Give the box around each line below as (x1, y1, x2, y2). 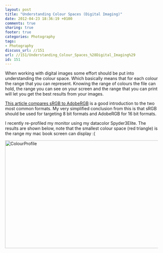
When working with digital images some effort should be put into (5, 70, 134, 76)
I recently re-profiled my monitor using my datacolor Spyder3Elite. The (5, 120, 147, 126)
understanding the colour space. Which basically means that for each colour (5, 76, 158, 81)
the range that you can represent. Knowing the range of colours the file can (5, 81, 156, 87)
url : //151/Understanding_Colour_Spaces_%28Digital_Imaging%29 (5, 52, 136, 58)
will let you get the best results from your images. (5, 91, 104, 97)
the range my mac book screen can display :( (5, 131, 96, 136)
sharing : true (5, 25, 34, 30)
